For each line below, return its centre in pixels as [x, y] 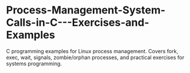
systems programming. [34, 63]
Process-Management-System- [86, 10]
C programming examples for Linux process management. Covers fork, [92, 51]
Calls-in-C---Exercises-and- [78, 22]
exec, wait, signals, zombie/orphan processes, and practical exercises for [95, 57]
